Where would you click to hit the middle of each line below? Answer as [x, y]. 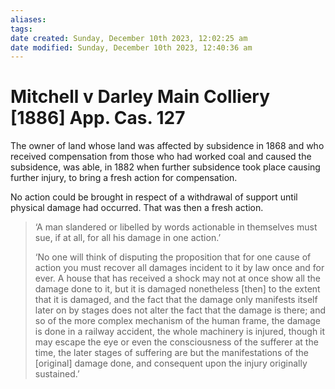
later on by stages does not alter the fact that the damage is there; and [180, 310]
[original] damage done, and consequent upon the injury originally [171, 363]
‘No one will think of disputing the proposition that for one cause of [173, 257]
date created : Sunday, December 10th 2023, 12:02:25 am [129, 38]
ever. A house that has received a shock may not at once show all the [177, 278]
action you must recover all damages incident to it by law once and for [179, 268]
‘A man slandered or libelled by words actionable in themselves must [176, 227]
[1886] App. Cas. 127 [98, 118]
